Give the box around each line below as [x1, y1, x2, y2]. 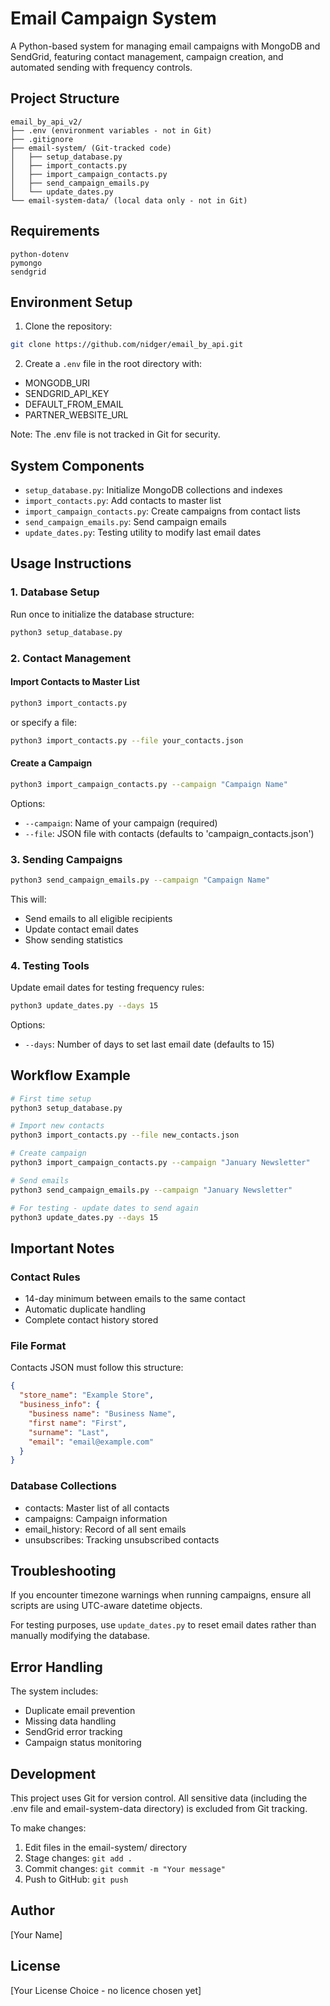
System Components [10, 457, 145, 474]
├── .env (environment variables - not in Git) [10, 125, 213, 136]
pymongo [10, 258, 43, 268]
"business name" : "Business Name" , [28, 1409, 177, 1419]
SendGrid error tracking [24, 1726, 123, 1738]
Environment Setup [10, 293, 133, 311]
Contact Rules [10, 1270, 81, 1284]
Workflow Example [10, 1067, 131, 1084]
